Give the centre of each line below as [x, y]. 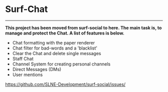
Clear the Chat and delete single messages [57, 53]
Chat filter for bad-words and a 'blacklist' [55, 48]
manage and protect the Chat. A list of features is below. [65, 33]
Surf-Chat [27, 9]
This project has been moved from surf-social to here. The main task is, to [83, 27]
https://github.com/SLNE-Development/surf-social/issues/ [65, 84]
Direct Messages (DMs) [37, 69]
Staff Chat [23, 58]
